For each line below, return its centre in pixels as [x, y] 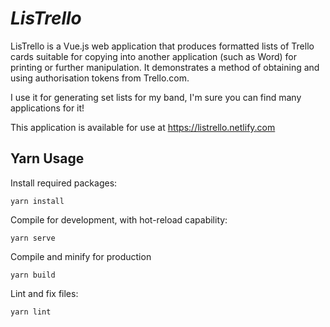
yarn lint [31, 312]
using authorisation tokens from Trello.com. [100, 78]
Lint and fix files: [44, 293]
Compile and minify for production [81, 256]
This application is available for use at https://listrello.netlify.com [143, 127]
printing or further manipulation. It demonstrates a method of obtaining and [165, 67]
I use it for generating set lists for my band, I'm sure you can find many [156, 97]
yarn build [33, 275]
